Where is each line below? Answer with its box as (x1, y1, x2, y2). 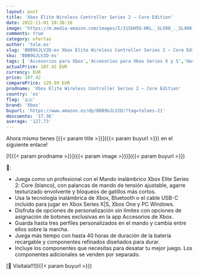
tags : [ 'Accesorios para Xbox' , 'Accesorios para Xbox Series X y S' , (6, 58, 184, 64)
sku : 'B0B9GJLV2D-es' (6, 53, 60, 59)
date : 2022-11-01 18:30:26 (6, 20, 73, 25)
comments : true (6, 31, 44, 37)
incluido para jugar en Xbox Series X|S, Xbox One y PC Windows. (14, 200, 175, 208)
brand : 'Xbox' (6, 102, 41, 108)
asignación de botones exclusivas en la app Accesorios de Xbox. (14, 213, 174, 221)
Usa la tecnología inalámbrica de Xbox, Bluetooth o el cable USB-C (14, 195, 179, 202)
